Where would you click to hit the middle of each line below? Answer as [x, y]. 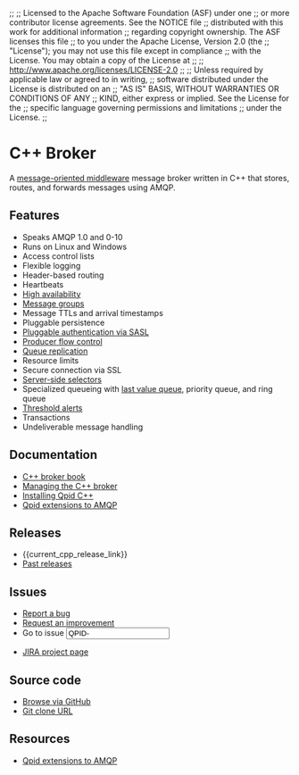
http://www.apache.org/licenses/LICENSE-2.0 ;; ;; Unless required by [136, 70]
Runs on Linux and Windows [75, 246]
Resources [40, 739]
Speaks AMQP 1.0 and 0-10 [72, 237]
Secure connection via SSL [72, 370]
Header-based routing [63, 275]
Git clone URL [47, 711]
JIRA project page [55, 652]
